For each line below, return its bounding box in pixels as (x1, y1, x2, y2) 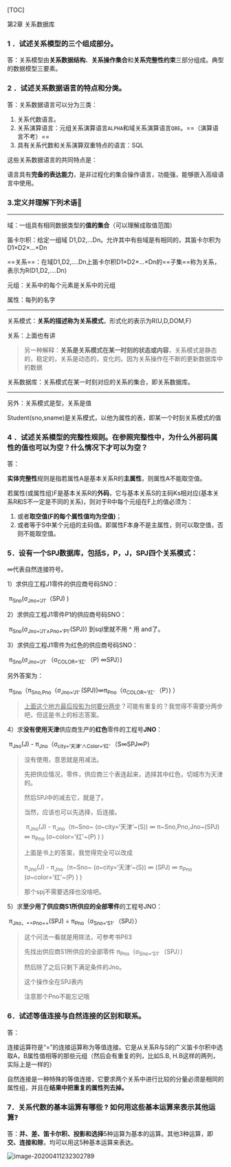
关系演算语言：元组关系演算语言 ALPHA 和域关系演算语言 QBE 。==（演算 (16, 123, 213, 132)
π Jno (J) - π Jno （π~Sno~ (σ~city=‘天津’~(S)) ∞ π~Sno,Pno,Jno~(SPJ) (25, 823, 220, 833)
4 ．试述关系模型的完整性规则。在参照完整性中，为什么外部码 (7, 432, 211, 442)
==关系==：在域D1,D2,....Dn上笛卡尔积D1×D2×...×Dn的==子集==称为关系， (7, 258, 221, 266)
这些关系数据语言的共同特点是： (7, 155, 98, 164)
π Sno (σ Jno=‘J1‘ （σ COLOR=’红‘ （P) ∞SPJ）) (8, 656, 122, 665)
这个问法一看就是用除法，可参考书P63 (23, 933, 133, 941)
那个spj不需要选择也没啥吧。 (23, 887, 105, 896)
